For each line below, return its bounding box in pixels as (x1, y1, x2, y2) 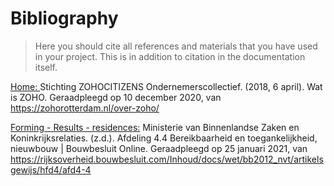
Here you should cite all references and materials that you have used (34, 40, 318, 52)
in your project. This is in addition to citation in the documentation (34, 50, 306, 62)
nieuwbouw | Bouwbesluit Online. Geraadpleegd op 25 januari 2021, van (10, 142, 308, 154)
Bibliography (10, 7, 119, 30)
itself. (34, 61, 58, 73)
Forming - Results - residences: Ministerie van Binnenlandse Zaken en (10, 121, 300, 133)
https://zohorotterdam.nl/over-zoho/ (10, 102, 160, 114)
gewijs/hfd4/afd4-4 (10, 163, 92, 176)
